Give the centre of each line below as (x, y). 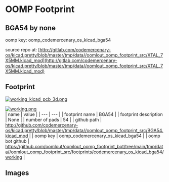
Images (17, 173)
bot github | (17, 141)
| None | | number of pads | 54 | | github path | (54, 119)
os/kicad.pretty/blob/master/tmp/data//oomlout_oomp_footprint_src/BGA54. (84, 130)
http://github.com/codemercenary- (42, 125)
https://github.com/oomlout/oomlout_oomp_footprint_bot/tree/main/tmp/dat (84, 146)
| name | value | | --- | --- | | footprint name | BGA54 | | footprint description (84, 114)
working (14, 157)
